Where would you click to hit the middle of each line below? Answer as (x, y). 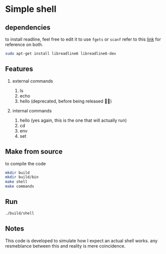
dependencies (28, 27)
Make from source (34, 152)
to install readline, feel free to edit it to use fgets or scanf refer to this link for (83, 39)
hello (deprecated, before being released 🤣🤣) (66, 101)
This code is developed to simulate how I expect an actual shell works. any (81, 241)
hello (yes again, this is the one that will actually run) (73, 120)
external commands (33, 81)
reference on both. (24, 45)
